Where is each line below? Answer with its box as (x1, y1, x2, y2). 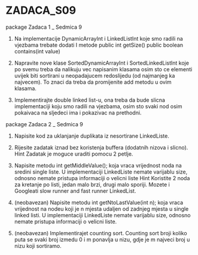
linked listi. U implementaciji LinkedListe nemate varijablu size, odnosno (14, 211, 191, 218)
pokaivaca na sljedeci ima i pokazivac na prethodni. (14, 109, 142, 116)
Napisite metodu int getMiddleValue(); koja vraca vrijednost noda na (14, 162, 182, 169)
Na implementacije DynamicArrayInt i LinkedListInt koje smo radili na (14, 35, 183, 42)
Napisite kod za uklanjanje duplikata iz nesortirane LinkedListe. (14, 132, 170, 139)
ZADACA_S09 (5, 4, 76, 17)
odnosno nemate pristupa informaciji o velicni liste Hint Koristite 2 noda (14, 174, 190, 181)
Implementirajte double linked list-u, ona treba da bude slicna (14, 96, 166, 104)
